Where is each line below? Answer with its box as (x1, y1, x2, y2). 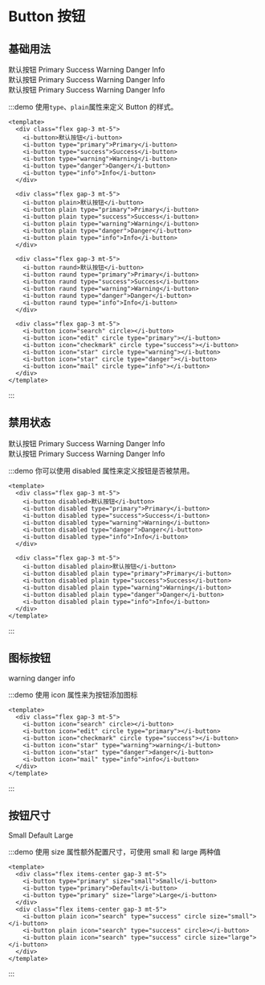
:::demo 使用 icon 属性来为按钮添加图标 (8, 689, 138, 699)
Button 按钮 (8, 7, 86, 26)
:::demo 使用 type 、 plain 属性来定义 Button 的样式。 (8, 102, 178, 111)
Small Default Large (8, 830, 74, 840)
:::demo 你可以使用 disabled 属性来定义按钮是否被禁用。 (8, 466, 194, 475)
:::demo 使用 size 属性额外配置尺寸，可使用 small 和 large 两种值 (8, 847, 221, 857)
